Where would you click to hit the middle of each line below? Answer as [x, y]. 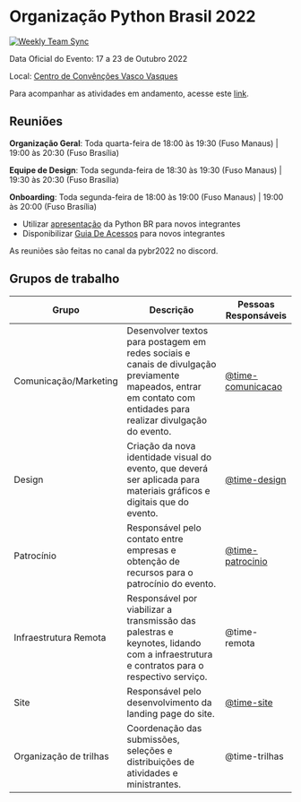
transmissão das [161, 620]
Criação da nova [161, 445]
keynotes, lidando [164, 642]
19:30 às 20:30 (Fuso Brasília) [64, 179]
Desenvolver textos [168, 331]
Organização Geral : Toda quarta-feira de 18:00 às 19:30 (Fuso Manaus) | [144, 143]
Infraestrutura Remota [60, 637]
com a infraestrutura [170, 654]
